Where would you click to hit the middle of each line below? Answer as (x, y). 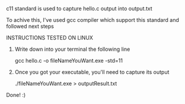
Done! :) (16, 95)
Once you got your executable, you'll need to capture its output (92, 72)
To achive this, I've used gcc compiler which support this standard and (92, 20)
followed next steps (30, 26)
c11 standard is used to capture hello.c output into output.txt (79, 9)
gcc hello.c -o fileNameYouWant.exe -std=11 (69, 61)
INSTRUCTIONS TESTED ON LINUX (50, 38)
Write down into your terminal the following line (72, 49)
